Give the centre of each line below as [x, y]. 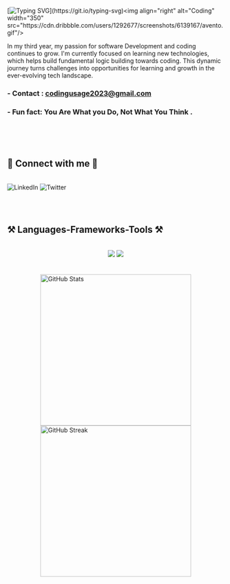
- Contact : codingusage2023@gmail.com [79, 93]
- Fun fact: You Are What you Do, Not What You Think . [100, 112]
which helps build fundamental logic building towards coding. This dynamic [114, 61]
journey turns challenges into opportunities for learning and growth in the [111, 68]
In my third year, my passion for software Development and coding [102, 46]
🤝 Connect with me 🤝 [53, 163]
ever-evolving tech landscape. [50, 75]
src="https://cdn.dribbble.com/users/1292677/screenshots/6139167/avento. [115, 25]
